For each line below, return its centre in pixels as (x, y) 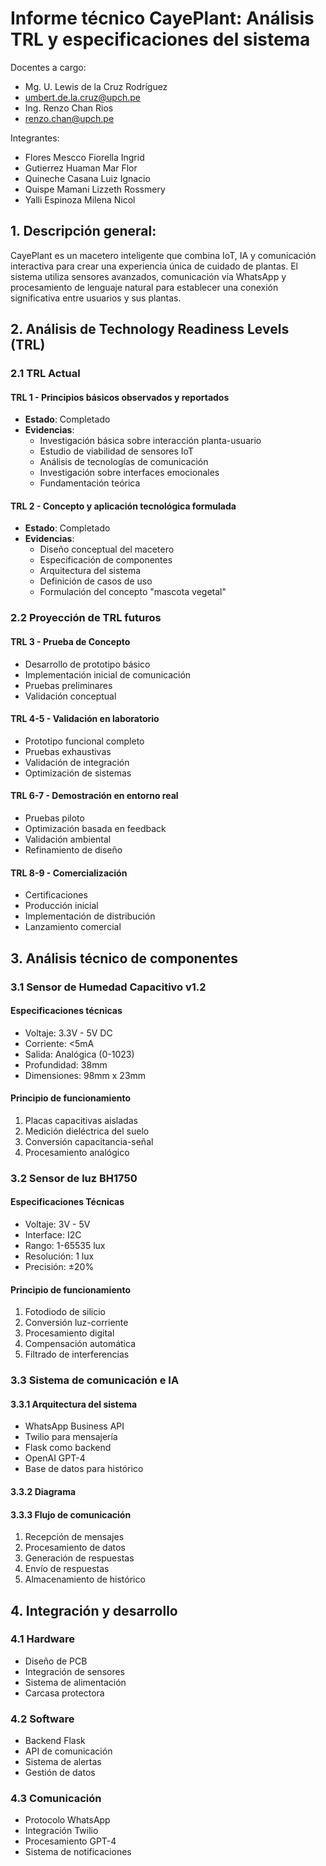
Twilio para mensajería (71, 1437)
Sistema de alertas (63, 1762)
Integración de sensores (75, 1671)
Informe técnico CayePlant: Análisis (162, 18)
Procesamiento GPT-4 (70, 1841)
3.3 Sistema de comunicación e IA (95, 1380)
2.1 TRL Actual (45, 374)
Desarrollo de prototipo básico (87, 664)
